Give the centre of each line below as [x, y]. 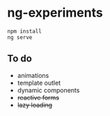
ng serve [20, 37]
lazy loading [35, 105]
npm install [24, 31]
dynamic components [48, 90]
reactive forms [38, 97]
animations [33, 75]
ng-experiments [55, 13]
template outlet [39, 83]
